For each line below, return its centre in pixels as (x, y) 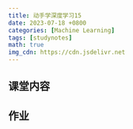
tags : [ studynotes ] (40, 38)
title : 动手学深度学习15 (45, 15)
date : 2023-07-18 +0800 (47, 23)
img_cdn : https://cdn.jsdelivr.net (67, 52)
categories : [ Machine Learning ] (61, 30)
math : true (26, 45)
